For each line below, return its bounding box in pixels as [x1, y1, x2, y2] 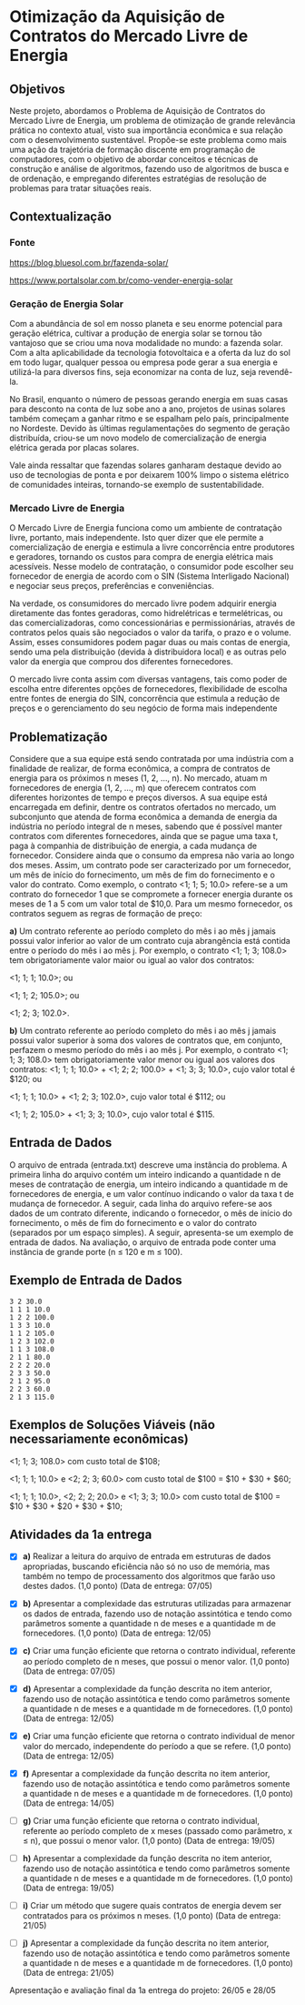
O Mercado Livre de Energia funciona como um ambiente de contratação [9, 522, 283, 533]
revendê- [258, 366, 293, 377]
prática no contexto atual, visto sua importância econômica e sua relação [9, 125, 283, 136]
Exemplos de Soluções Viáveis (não [9, 1417, 216, 1433]
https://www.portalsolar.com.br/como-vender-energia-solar [9, 275, 233, 286]
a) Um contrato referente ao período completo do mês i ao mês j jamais [9, 926, 277, 937]
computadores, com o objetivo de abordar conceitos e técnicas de [9, 154, 259, 165]
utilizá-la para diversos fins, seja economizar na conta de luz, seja [9, 366, 257, 377]
